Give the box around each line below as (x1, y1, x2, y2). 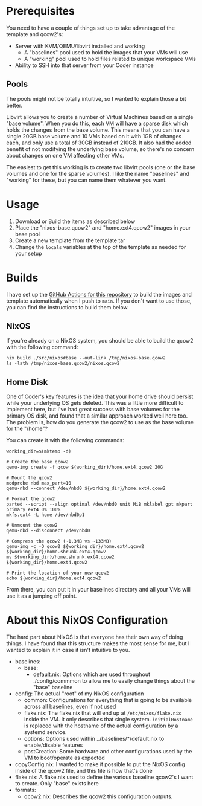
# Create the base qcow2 (6, 459, 69, 465)
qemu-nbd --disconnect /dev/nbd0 (6, 527, 90, 534)
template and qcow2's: (6, 30, 63, 37)
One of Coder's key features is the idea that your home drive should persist (6, 393, 194, 400)
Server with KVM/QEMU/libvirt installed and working (14, 42, 145, 50)
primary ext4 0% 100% (6, 506, 61, 513)
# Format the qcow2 (6, 496, 55, 502)
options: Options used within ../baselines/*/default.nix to (24, 735, 165, 743)
